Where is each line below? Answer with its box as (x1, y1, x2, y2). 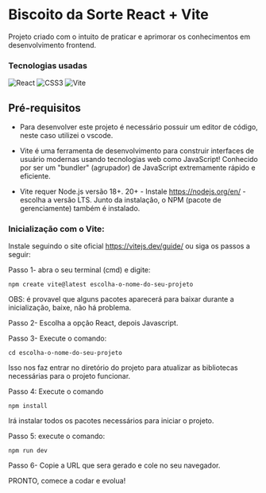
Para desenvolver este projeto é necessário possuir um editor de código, (19, 122, 258, 132)
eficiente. (19, 171, 51, 181)
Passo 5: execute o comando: (8, 431, 106, 441)
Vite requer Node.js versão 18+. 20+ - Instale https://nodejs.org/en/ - (19, 187, 246, 196)
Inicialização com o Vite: (8, 223, 105, 234)
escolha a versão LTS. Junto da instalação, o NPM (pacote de (19, 195, 222, 205)
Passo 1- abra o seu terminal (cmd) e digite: (8, 265, 151, 275)
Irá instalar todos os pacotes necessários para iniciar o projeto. (8, 416, 214, 426)
